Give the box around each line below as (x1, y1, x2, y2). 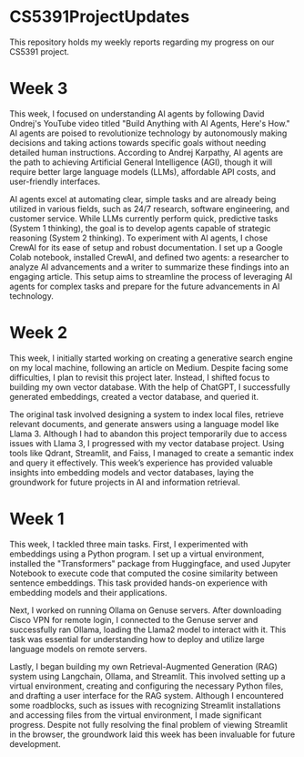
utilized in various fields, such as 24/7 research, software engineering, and (9, 203, 289, 214)
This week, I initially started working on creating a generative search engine (9, 353, 293, 363)
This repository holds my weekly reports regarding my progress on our (9, 36, 275, 47)
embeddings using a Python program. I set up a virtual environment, (9, 548, 265, 559)
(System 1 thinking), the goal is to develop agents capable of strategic (9, 222, 271, 233)
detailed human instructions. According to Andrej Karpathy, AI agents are (9, 147, 284, 158)
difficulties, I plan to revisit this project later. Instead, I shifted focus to (9, 372, 270, 383)
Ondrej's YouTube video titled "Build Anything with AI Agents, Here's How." (9, 118, 290, 128)
